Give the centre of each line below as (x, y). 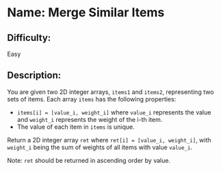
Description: (34, 75)
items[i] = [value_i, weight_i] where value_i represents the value (114, 112)
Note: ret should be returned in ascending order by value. (89, 160)
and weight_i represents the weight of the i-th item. (90, 119)
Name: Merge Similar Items (86, 13)
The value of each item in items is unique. (76, 127)
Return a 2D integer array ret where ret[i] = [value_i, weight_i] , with (109, 140)
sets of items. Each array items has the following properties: (92, 99)
